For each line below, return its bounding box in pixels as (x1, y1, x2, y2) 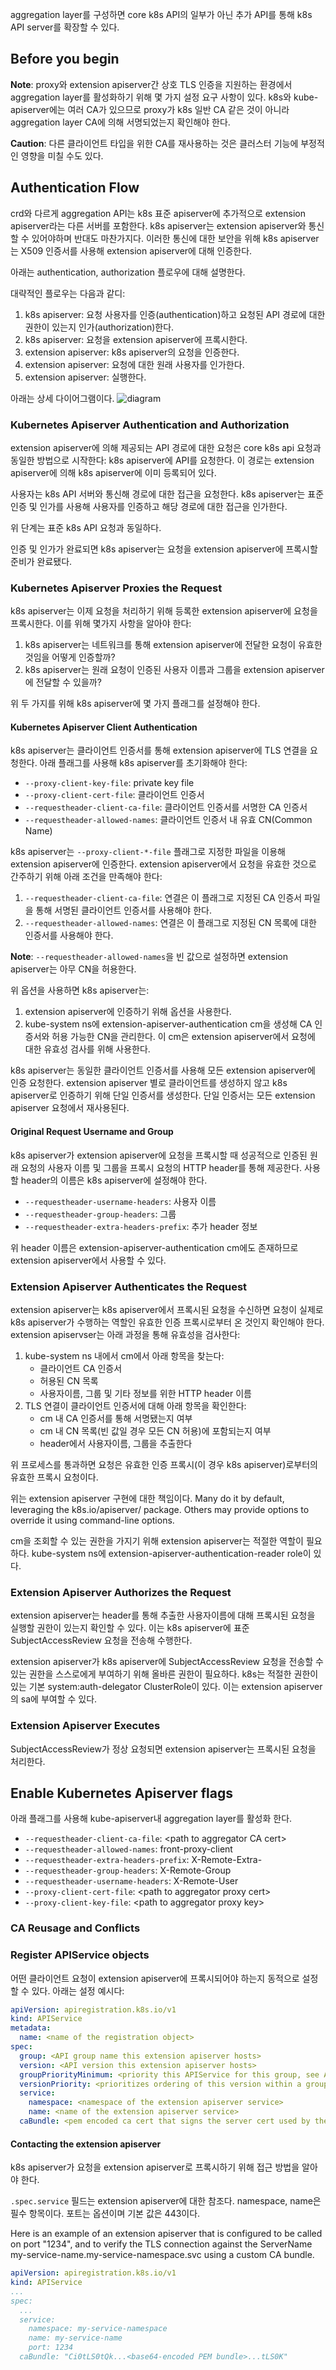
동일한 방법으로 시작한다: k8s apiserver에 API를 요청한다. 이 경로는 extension (10, 454, 315, 466)
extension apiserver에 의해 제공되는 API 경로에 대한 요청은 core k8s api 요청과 (10, 441, 322, 453)
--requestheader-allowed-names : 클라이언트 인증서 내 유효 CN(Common (24, 814, 313, 826)
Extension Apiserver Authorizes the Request (10, 1585, 232, 1599)
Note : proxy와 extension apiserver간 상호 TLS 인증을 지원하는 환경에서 (10, 78, 293, 90)
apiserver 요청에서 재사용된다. (10, 1102, 130, 1114)
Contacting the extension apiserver (10, 2138, 162, 2150)
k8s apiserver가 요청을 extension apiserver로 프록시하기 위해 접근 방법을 (10, 2161, 300, 2173)
